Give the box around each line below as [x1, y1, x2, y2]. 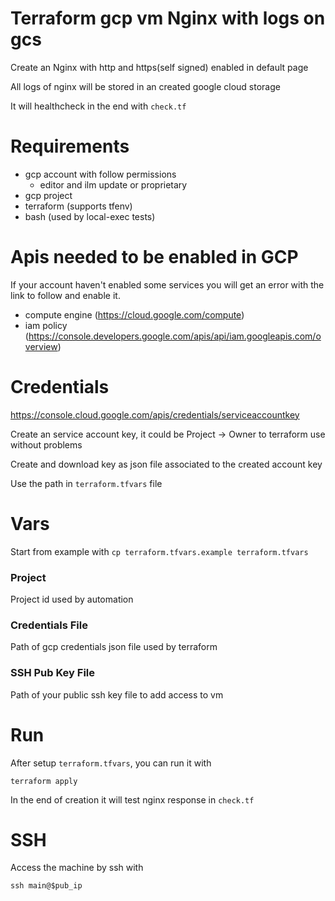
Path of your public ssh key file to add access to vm [10, 688, 224, 701]
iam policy [24, 319, 68, 331]
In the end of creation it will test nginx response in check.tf [10, 793, 255, 806]
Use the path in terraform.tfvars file [10, 477, 163, 489]
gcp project [24, 189, 73, 201]
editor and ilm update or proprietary [39, 178, 188, 191]
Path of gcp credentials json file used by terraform [10, 641, 218, 653]
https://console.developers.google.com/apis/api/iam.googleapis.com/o [28, 330, 322, 342]
